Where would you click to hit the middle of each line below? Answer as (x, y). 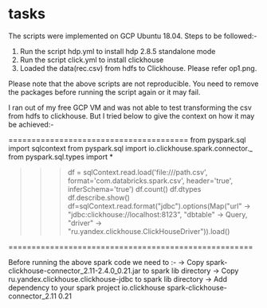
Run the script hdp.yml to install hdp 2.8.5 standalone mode (118, 51)
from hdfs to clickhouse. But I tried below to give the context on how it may (132, 115)
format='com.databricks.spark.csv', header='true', (150, 181)
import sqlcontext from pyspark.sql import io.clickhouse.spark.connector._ (131, 148)
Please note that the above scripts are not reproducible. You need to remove (133, 84)
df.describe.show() (98, 197)
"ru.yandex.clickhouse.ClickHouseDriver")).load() (149, 231)
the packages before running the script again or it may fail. (104, 92)
